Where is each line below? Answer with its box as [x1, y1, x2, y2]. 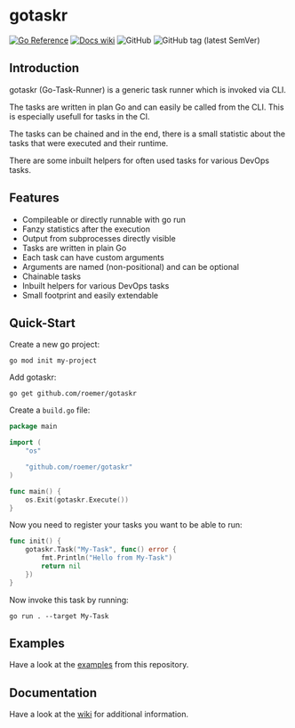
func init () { [9, 536, 62, 546]
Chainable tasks [21, 271, 82, 282]
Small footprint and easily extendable [21, 290, 158, 300]
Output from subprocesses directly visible [21, 233, 176, 243]
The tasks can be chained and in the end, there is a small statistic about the [9, 128, 286, 139]
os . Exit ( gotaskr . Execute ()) [25, 495, 129, 504]
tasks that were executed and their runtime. [9, 137, 169, 148]
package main [9, 422, 58, 431]
